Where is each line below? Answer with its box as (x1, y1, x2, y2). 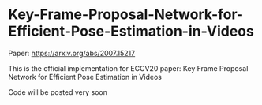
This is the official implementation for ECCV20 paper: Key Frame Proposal (8, 63, 249, 73)
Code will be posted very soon (8, 87, 108, 96)
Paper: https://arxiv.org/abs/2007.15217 (8, 48, 136, 58)
